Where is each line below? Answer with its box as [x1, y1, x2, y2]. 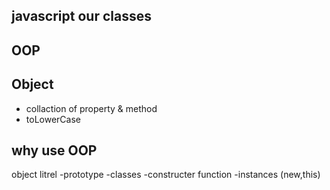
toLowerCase [25, 113, 81, 125]
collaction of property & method [25, 102, 158, 114]
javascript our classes [11, 8, 152, 25]
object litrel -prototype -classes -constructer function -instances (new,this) [11, 169, 321, 181]
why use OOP [11, 142, 98, 159]
